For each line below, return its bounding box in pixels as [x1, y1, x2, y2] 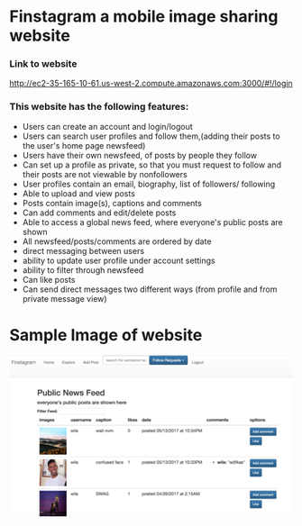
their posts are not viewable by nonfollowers [22, 168, 188, 179]
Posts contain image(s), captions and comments [22, 197, 203, 208]
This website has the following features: [9, 101, 189, 113]
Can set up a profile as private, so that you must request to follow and [22, 159, 282, 170]
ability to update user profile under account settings [22, 255, 215, 266]
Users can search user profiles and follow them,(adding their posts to [22, 131, 281, 141]
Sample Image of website [9, 324, 203, 345]
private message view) [22, 293, 107, 304]
